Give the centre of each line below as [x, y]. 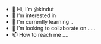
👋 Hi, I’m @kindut [33, 9]
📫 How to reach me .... [40, 35]
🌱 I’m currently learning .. [42, 22]
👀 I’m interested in [34, 15]
